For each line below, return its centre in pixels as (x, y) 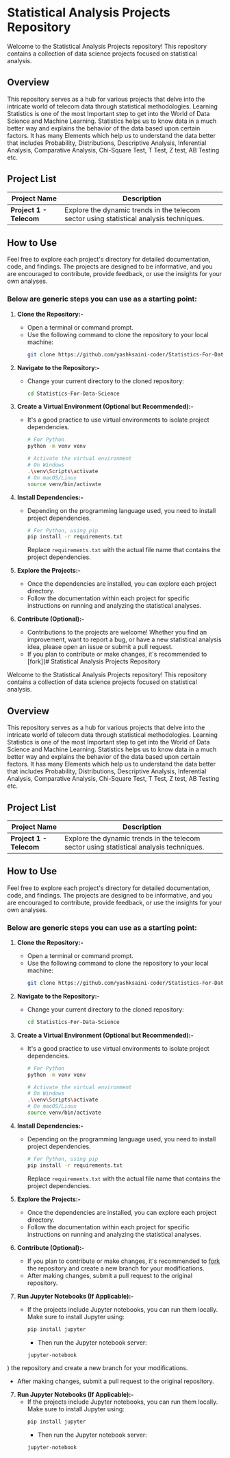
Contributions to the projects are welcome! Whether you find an (117, 633)
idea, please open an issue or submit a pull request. (100, 647)
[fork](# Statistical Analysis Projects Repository (94, 661)
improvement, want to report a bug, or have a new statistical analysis (124, 639)
